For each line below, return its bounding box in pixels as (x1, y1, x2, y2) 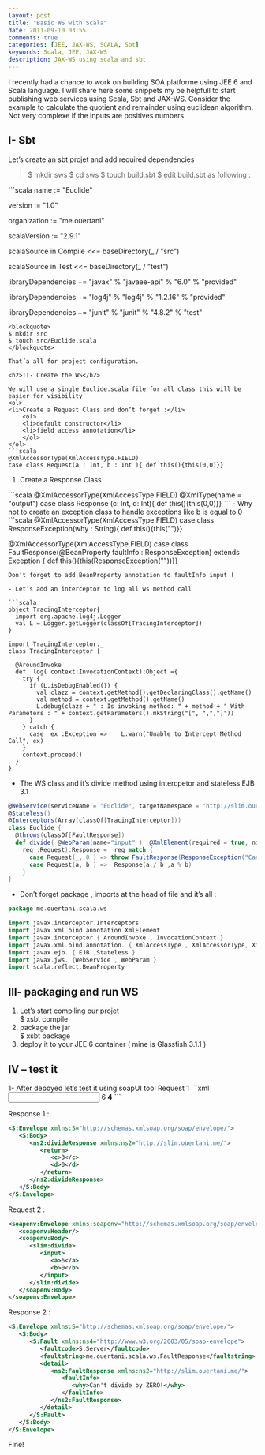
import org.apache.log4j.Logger (15, 613, 122, 621)
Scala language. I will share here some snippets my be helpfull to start (8, 85, 236, 95)
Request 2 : (8, 1205, 46, 1214)
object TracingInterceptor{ (8, 606, 101, 613)
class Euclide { (8, 824, 62, 832)
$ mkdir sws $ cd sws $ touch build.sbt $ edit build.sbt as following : (27, 170, 251, 179)
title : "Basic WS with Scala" (8, 19, 108, 27)
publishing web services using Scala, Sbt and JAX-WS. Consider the (8, 94, 231, 103)
